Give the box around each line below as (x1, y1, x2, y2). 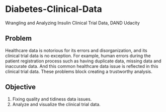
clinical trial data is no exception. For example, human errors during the (5, 53, 151, 58)
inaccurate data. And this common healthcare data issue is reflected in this (5, 63, 159, 69)
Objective (5, 83, 36, 91)
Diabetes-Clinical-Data (5, 3, 102, 15)
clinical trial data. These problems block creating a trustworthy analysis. (5, 68, 153, 74)
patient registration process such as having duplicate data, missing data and (5, 58, 162, 64)
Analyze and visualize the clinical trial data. (12, 101, 101, 107)
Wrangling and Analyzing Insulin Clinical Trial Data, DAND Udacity (5, 20, 140, 26)
